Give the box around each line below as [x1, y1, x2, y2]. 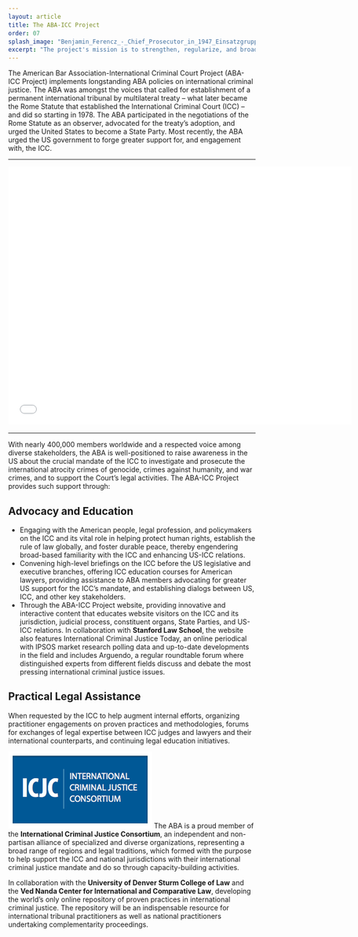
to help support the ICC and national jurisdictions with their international [8, 854, 241, 864]
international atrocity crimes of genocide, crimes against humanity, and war [8, 465, 253, 475]
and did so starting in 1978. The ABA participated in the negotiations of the [8, 110, 249, 119]
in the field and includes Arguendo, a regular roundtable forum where [19, 650, 244, 660]
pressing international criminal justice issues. [19, 667, 166, 676]
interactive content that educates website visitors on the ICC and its [19, 608, 239, 618]
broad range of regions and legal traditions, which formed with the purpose [8, 846, 252, 855]
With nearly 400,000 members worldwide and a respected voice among [8, 440, 241, 450]
